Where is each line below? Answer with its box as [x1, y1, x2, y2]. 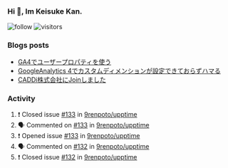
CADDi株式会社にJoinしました [17, 75, 107, 84]
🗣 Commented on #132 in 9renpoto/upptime [17, 142, 150, 150]
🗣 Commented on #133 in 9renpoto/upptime [17, 120, 150, 129]
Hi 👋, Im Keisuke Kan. [7, 6, 83, 16]
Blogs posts [7, 41, 50, 51]
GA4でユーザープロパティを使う [17, 57, 112, 66]
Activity [7, 93, 36, 103]
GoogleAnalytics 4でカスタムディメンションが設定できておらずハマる [17, 66, 221, 75]
